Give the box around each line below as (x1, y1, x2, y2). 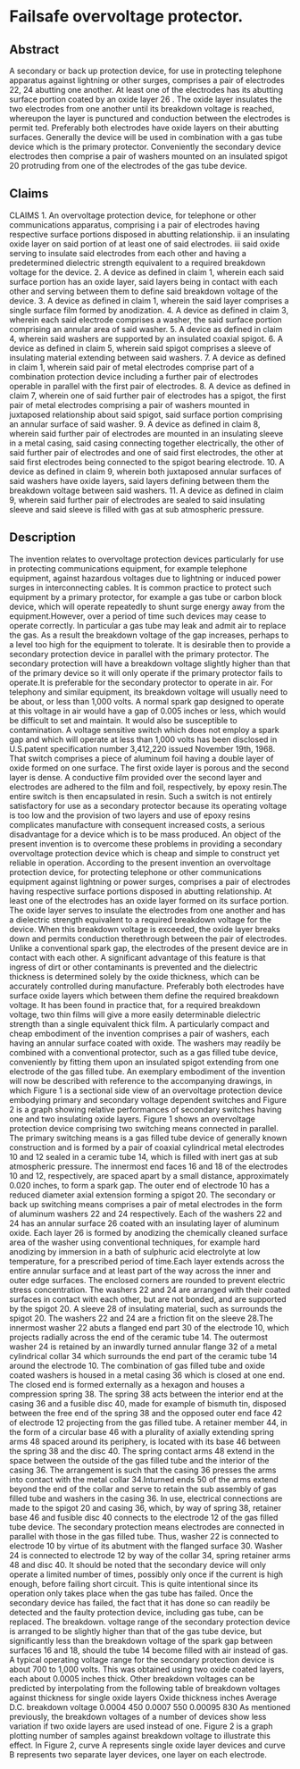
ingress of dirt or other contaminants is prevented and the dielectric (9, 962, 258, 972)
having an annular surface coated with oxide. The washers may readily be (9, 1038, 281, 1048)
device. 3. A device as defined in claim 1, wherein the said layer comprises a (9, 295, 289, 305)
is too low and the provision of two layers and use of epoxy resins (9, 810, 251, 821)
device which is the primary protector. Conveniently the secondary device (9, 141, 281, 152)
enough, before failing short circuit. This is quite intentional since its (9, 1578, 259, 1589)
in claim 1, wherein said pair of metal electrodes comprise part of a (9, 362, 254, 372)
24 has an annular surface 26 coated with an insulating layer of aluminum (9, 1217, 279, 1229)
